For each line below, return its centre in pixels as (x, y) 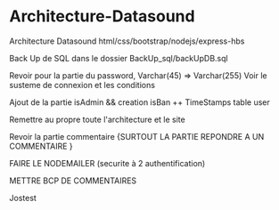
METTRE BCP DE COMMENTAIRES (73, 181)
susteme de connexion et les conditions (82, 85)
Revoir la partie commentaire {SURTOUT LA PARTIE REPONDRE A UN (137, 136)
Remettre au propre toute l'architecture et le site (97, 119)
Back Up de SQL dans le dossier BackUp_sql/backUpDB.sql (119, 58)
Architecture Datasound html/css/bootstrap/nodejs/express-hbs (127, 41)
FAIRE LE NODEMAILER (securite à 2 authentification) (107, 163)
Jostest (23, 198)
